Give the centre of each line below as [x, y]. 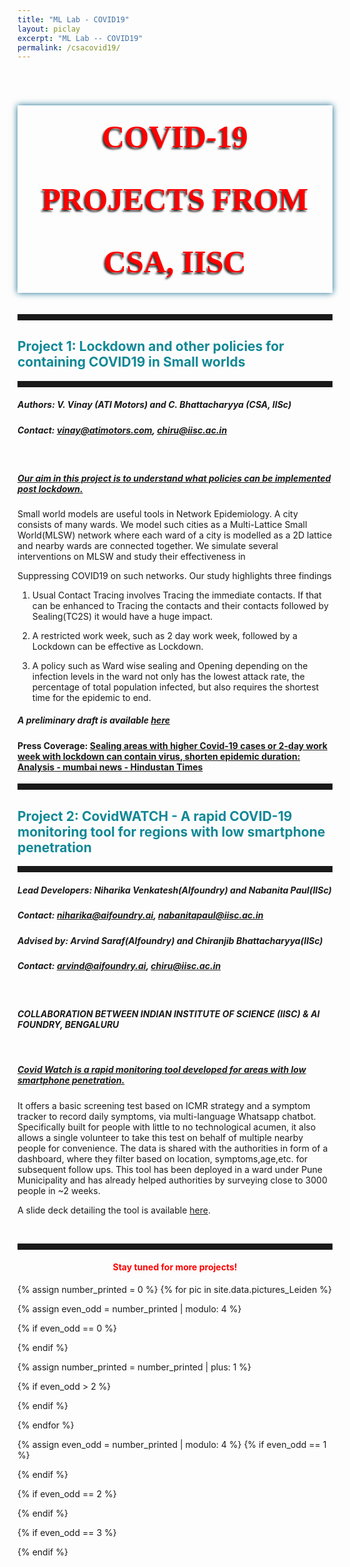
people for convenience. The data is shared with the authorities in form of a [173, 1148]
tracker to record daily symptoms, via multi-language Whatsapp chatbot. [167, 1116]
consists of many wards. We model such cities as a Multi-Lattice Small [162, 524]
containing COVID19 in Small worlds [131, 362]
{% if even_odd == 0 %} [67, 1328]
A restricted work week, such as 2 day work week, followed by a [164, 635]
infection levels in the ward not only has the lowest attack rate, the [168, 676]
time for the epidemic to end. [91, 697]
